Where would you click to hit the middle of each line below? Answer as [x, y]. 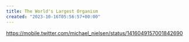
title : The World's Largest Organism [52, 11]
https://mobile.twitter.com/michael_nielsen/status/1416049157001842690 [94, 33]
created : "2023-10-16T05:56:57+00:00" [53, 17]
